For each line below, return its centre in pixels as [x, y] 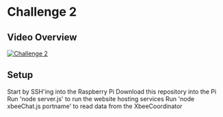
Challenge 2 [42, 12]
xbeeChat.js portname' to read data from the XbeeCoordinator [95, 106]
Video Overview [42, 37]
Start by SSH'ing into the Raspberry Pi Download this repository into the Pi [112, 91]
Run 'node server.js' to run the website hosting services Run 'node [101, 99]
